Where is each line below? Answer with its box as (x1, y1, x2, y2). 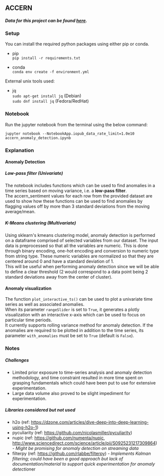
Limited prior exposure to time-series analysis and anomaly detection (12, 369, 152, 375)
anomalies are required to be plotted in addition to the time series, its (5, 328, 144, 334)
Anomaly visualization (5, 285, 52, 291)
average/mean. (5, 209, 36, 215)
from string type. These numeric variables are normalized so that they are (5, 253, 154, 259)
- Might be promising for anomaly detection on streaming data (12, 446, 139, 451)
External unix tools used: (5, 78, 55, 84)
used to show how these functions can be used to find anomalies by (5, 198, 143, 204)
